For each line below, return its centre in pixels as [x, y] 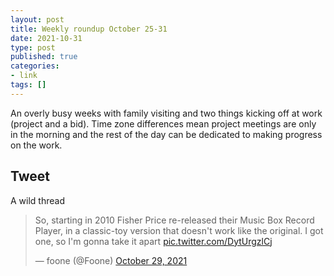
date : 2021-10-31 [46, 38]
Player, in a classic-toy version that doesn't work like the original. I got [179, 230]
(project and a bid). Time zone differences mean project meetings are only [163, 123]
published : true [44, 57]
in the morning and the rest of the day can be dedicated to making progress [166, 134]
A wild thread [37, 200]
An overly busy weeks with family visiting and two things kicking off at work [166, 113]
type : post [33, 47]
